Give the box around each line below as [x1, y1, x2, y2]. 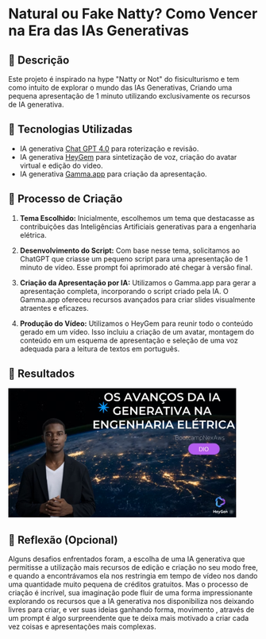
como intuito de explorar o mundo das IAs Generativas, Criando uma [8, 83, 233, 92]
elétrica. [19, 230, 47, 239]
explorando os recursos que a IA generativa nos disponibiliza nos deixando [8, 597, 254, 606]
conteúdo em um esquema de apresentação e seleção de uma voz [19, 335, 238, 345]
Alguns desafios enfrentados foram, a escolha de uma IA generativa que [8, 554, 245, 564]
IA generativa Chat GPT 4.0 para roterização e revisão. [19, 144, 199, 153]
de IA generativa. [8, 100, 65, 109]
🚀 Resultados [8, 367, 75, 381]
